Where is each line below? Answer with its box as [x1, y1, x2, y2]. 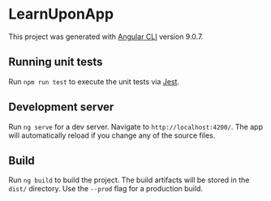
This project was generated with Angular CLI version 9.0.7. [8, 32, 204, 41]
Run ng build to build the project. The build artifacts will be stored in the [8, 175, 250, 185]
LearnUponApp [8, 5, 114, 24]
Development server [8, 100, 114, 114]
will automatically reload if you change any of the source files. [8, 130, 216, 140]
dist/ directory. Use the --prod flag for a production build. [8, 184, 203, 194]
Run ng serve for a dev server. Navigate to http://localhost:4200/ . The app [8, 122, 264, 131]
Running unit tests [8, 55, 103, 69]
